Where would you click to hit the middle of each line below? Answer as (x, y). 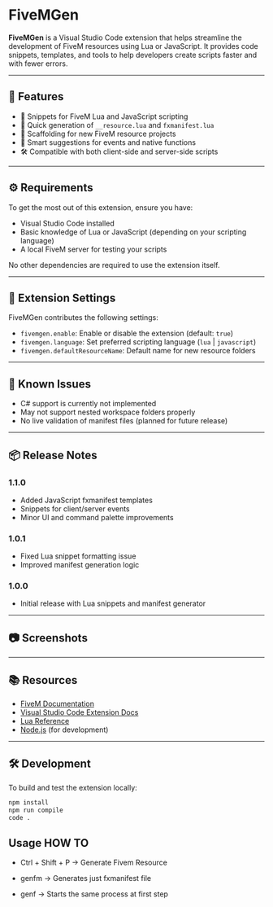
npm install (28, 802)
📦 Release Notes (53, 455)
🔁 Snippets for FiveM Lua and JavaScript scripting (104, 116)
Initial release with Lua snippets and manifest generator (113, 603)
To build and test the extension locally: (73, 787)
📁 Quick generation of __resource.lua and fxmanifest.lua (117, 125)
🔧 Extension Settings (62, 298)
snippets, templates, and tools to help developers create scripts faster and (133, 55)
